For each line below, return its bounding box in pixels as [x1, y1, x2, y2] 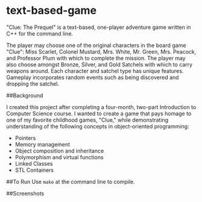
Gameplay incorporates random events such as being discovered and [6, 74, 179, 81]
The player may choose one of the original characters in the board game [6, 42, 186, 49]
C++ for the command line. [6, 30, 74, 37]
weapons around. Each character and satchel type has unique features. [6, 67, 184, 74]
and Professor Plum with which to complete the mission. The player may [6, 54, 186, 62]
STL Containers [14, 166, 54, 174]
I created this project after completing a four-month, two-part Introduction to [6, 103, 197, 110]
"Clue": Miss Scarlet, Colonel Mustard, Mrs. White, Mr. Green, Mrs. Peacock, [6, 48, 197, 55]
